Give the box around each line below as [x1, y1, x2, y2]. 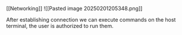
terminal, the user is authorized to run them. [6, 23, 114, 29]
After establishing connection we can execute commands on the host [6, 16, 176, 23]
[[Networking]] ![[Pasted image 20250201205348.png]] [6, 5, 143, 12]
